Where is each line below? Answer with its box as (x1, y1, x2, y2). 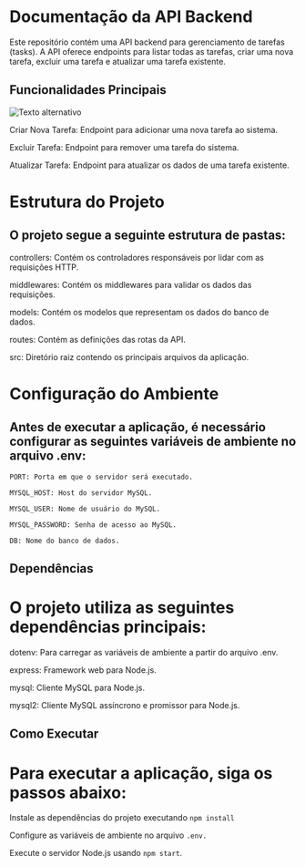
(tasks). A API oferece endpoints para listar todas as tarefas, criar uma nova (9, 46, 294, 57)
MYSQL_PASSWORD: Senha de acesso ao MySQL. (9, 520, 178, 530)
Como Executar (9, 727, 99, 742)
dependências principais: (9, 617, 207, 637)
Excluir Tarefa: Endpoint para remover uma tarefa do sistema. (9, 141, 239, 152)
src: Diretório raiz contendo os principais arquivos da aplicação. (9, 351, 249, 362)
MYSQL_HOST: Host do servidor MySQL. (9, 488, 153, 498)
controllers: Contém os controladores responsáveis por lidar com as (9, 252, 264, 263)
